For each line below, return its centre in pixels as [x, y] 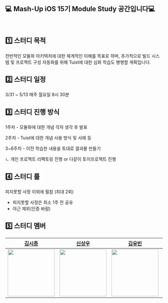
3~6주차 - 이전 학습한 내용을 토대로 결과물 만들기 [53, 148]
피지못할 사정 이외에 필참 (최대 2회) [39, 192]
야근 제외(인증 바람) [31, 209]
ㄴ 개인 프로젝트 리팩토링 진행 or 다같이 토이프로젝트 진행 [61, 159]
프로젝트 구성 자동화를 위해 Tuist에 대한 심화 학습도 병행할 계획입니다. [83, 62]
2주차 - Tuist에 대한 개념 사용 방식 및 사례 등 [48, 138]
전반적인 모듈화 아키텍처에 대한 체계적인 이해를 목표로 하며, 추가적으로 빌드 [78, 56]
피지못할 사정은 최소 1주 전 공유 [43, 203]
